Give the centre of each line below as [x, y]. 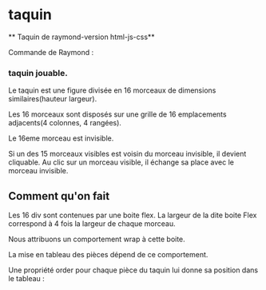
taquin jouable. [38, 73]
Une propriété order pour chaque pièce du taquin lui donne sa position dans [133, 270]
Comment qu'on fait [59, 196]
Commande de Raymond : [51, 52]
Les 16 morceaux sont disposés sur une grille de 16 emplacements [117, 114]
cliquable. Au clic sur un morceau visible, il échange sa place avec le [121, 162]
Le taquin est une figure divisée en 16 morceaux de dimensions [112, 90]
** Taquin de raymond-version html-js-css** [82, 37]
